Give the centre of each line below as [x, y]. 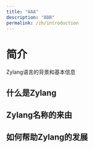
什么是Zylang [31, 93]
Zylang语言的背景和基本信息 [41, 72]
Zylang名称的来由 [39, 115]
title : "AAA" [22, 12]
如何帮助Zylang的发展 [47, 138]
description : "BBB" [31, 17]
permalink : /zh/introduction [43, 23]
